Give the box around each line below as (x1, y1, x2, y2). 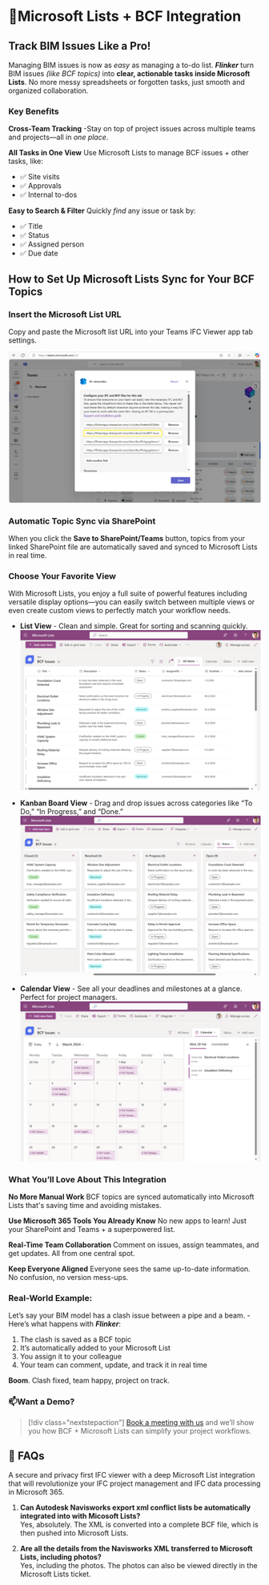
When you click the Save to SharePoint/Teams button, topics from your (8, 533, 246, 543)
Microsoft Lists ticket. (19, 1569, 91, 1579)
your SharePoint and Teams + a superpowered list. (8, 1225, 176, 1234)
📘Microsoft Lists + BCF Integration (8, 7, 242, 26)
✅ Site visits (19, 172, 60, 182)
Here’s (8, 1319, 30, 1329)
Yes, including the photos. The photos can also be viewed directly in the (19, 1561, 258, 1571)
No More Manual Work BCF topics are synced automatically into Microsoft (8, 1192, 255, 1202)
